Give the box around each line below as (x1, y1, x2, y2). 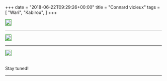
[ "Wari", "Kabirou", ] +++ (5, 9, 57, 15)
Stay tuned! (5, 66, 29, 71)
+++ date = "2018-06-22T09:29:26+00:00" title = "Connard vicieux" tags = (5, 4, 161, 10)
